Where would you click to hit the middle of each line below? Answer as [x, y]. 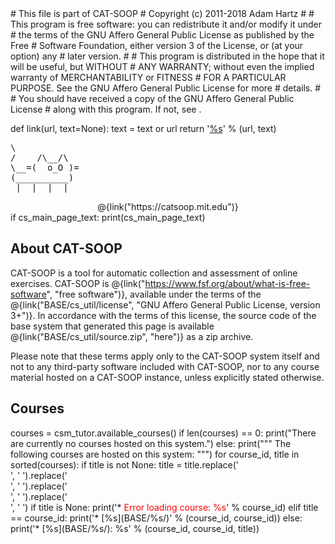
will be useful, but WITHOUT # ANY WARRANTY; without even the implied [162, 66]
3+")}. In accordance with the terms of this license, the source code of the [163, 315]
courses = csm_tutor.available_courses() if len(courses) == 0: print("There [163, 433]
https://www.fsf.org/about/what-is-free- [227, 283]
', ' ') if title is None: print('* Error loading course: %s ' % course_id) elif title [164, 507]
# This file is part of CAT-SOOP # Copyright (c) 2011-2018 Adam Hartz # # [162, 13]
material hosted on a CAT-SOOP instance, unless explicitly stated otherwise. [167, 377]
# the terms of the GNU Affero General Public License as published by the [162, 35]
